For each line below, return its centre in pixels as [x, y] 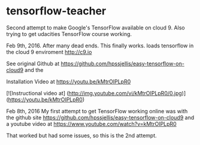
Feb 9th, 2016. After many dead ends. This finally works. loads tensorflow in [100, 46]
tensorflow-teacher [56, 11]
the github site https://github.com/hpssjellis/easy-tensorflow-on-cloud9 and [100, 117]
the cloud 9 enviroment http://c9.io [49, 52]
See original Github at [33, 64]
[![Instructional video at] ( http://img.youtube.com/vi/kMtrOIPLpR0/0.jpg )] [96, 93]
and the [34, 70]
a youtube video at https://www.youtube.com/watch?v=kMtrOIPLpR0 [91, 123]
